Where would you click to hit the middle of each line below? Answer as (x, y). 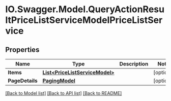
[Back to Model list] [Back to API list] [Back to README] (64, 93)
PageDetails (23, 81)
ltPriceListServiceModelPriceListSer (84, 20)
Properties (22, 49)
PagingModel (59, 81)
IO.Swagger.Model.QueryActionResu (85, 9)
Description (134, 64)
